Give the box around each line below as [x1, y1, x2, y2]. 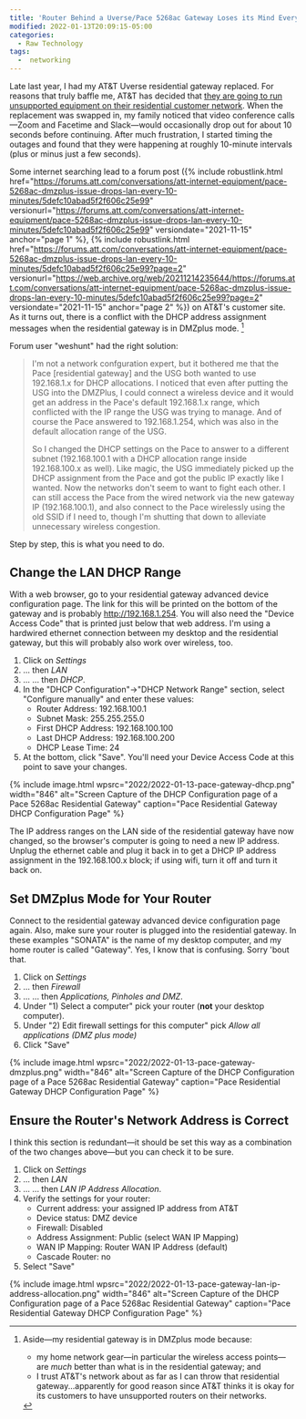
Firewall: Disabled [36, 1222, 103, 1233]
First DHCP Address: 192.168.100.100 [36, 723, 174, 734]
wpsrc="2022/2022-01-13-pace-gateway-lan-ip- [96, 1279, 280, 1290]
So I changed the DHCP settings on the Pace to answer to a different [31, 443, 290, 454]
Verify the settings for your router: [22, 1193, 151, 1204]
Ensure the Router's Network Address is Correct [9, 1113, 290, 1128]
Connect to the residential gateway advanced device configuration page [9, 915, 280, 926]
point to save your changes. [22, 762, 127, 773]
